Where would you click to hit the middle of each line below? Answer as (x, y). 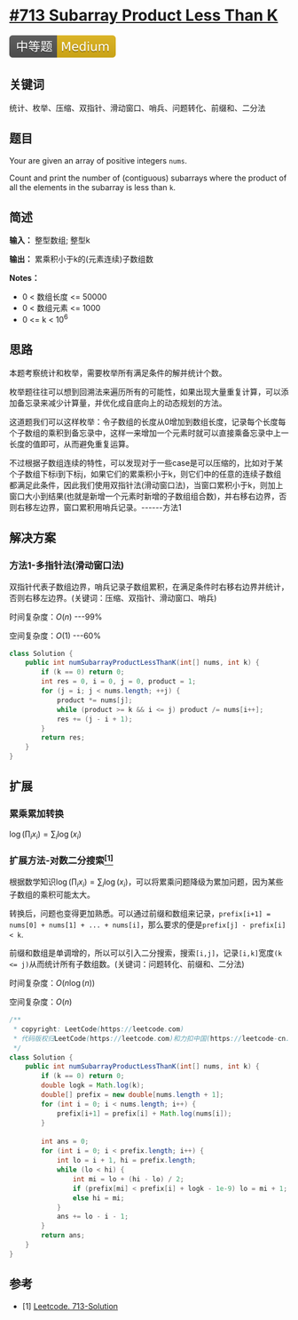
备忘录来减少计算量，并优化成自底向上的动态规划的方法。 (122, 403)
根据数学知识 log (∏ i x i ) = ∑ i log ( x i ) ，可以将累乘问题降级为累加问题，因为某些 (146, 883)
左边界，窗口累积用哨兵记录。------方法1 (107, 507)
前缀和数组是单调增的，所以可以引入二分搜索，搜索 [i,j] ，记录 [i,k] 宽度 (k (145, 953)
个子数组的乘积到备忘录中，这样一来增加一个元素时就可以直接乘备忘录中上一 (149, 433)
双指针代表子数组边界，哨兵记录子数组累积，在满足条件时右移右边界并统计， (149, 587)
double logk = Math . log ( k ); (93, 1085)
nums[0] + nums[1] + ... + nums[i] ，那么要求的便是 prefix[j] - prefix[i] (148, 924)
